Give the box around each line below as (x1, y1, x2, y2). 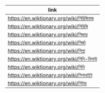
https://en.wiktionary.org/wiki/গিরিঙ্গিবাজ (7, 15, 94, 21)
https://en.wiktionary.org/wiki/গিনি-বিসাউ (7, 55, 97, 62)
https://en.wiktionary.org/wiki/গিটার (7, 80, 87, 86)
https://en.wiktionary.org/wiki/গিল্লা (7, 47, 85, 54)
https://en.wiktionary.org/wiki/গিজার (7, 31, 88, 38)
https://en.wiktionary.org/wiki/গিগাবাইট (7, 72, 92, 78)
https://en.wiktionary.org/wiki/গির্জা (7, 39, 86, 46)
